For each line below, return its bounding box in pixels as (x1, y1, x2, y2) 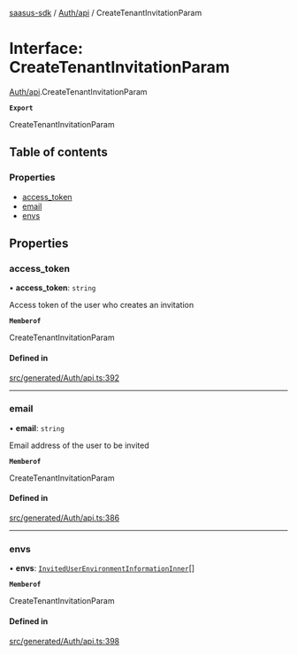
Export (9, 104, 34, 112)
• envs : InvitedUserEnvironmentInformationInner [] (9, 563, 195, 574)
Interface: (9, 39, 84, 58)
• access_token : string (9, 282, 96, 293)
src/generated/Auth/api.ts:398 (9, 636, 120, 646)
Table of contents (9, 145, 108, 160)
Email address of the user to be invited (9, 440, 150, 451)
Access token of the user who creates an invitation (9, 300, 194, 311)
